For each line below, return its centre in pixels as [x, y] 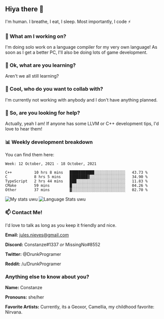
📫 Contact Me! [24, 213]
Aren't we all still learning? [32, 76]
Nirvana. [14, 312]
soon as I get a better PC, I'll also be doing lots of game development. [76, 52]
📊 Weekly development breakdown [49, 142]
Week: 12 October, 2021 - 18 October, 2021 [51, 164]
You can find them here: [30, 155]
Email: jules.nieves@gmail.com [37, 235]
